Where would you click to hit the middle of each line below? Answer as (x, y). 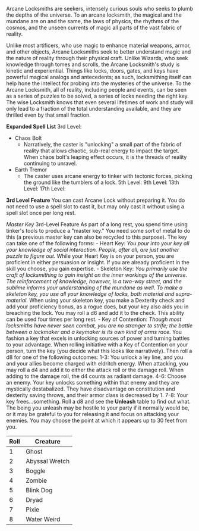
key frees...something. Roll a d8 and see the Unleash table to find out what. (99, 402)
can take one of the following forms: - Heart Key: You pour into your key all (98, 243)
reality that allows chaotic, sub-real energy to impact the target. (102, 151)
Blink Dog (39, 490)
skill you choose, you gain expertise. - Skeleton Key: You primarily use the (97, 268)
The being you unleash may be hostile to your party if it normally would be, (98, 408)
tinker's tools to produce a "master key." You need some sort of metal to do (98, 231)
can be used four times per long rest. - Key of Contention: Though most (94, 319)
